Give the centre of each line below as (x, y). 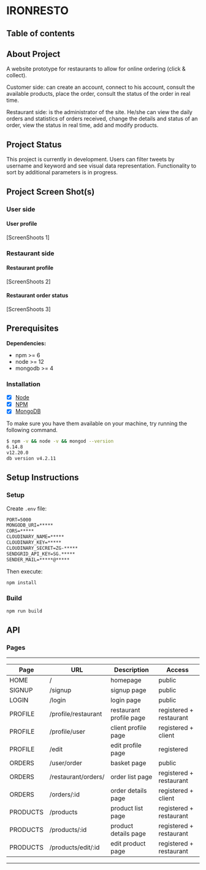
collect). (17, 75)
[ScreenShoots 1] (28, 237)
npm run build (25, 611)
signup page (128, 690)
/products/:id (68, 830)
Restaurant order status (37, 296)
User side (21, 209)
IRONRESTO (38, 11)
